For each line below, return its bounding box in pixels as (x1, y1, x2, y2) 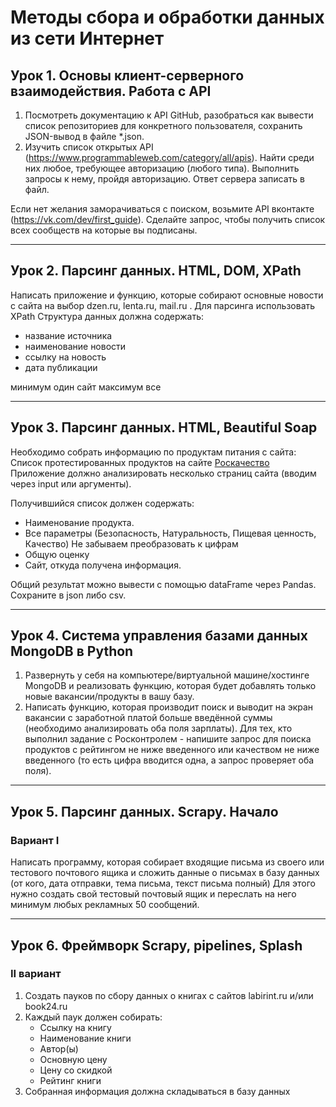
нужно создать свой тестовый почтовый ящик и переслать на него (10, 888, 297, 900)
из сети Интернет (10, 27, 165, 50)
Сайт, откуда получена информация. (24, 559, 182, 571)
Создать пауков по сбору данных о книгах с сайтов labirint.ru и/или (24, 989, 314, 1001)
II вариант (10, 967, 62, 981)
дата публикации (24, 361, 98, 373)
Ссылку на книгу (39, 1021, 112, 1033)
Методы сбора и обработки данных (10, 6, 325, 29)
